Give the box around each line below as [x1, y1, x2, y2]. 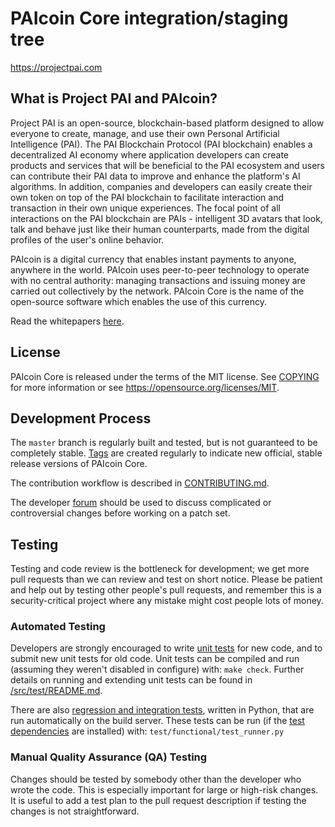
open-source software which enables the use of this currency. [10, 295, 267, 307]
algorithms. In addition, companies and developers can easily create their [10, 180, 313, 192]
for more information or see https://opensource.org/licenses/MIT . [10, 381, 280, 393]
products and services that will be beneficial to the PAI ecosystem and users [10, 159, 325, 171]
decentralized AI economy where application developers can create [10, 148, 290, 161]
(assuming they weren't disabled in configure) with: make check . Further [10, 663, 305, 676]
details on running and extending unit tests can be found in [10, 674, 253, 686]
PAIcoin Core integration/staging [10, 7, 289, 30]
